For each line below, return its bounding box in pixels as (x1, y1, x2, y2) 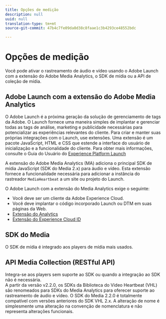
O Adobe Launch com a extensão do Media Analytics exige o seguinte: (5, 186, 150, 191)
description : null (5, 12, 43, 17)
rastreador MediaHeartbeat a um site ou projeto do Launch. (5, 176, 125, 182)
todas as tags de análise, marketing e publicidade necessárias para (5, 124, 143, 130)
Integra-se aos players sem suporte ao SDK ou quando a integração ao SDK (5, 271, 161, 277)
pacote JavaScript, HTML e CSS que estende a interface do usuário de (5, 140, 150, 146)
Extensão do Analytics (12, 211, 58, 217)
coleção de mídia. (5, 78, 42, 84)
